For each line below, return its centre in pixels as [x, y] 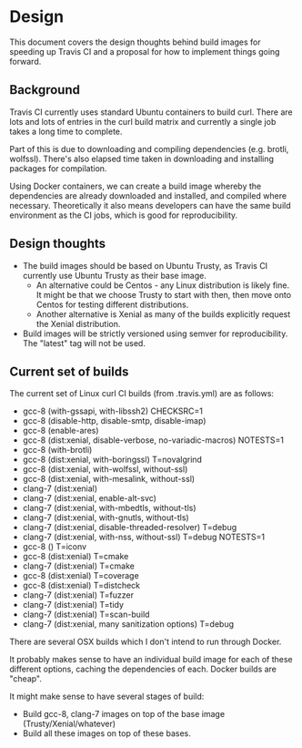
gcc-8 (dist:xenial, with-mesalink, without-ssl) [109, 479]
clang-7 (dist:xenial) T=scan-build [86, 615]
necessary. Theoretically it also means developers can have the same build [150, 205]
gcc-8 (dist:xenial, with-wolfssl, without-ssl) [105, 469]
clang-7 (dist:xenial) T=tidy [73, 605]
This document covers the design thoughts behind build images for [135, 42]
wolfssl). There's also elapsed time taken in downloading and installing [142, 159]
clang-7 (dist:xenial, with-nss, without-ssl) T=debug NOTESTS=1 [144, 537]
